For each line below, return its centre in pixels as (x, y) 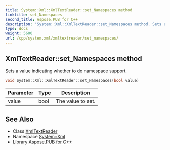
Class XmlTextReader (35, 131)
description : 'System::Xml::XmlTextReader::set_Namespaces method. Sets (83, 24)
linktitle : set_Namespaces (34, 15)
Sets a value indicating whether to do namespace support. (66, 71)
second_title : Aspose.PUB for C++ (42, 19)
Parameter (21, 93)
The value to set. (75, 101)
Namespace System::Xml (39, 137)
